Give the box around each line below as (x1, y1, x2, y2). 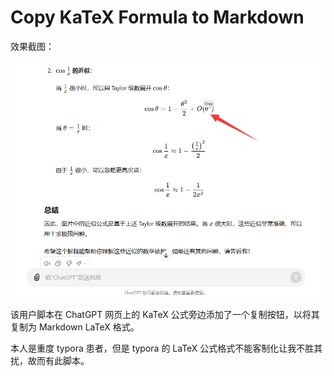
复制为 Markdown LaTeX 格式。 (10, 321, 140, 333)
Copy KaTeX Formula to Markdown (10, 6, 305, 29)
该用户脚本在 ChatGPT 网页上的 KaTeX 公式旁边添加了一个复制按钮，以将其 (10, 308, 320, 320)
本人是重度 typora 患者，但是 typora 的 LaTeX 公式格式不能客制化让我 (10, 342, 297, 354)
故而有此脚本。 (27, 354, 90, 366)
